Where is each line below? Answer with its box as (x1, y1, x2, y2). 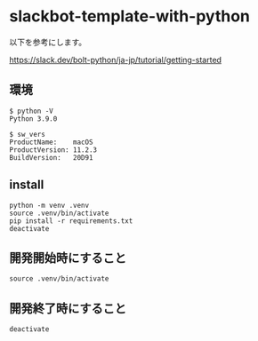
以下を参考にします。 (9, 36, 87, 47)
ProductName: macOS (9, 138, 93, 147)
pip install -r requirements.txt (9, 216, 133, 226)
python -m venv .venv (9, 201, 90, 210)
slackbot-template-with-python (9, 6, 251, 27)
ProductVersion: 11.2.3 (9, 145, 98, 155)
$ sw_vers (9, 130, 46, 139)
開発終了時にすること (9, 300, 127, 316)
